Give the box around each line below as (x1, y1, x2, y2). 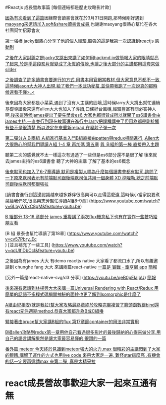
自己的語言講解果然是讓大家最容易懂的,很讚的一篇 (5, 335, 107, 341)
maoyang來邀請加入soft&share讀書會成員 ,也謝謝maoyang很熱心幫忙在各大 (5, 21, 158, 27)
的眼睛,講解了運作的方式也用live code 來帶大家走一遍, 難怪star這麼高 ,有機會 (5, 352, 161, 358)
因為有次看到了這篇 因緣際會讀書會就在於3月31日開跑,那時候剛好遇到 (5, 15, 144, 21)
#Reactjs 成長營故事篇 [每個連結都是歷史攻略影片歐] (5, 4, 111, 10)
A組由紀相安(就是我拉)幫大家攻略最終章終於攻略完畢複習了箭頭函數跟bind (5, 302, 155, 308)
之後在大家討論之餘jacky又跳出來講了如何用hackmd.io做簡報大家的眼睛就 (5, 55, 155, 61)
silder (5, 67, 17, 72)
